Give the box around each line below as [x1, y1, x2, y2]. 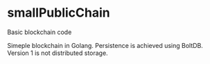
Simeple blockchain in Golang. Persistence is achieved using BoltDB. [7, 41, 203, 49]
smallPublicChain [7, 5, 110, 21]
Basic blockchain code [7, 28, 72, 36]
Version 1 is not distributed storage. [7, 49, 109, 57]
